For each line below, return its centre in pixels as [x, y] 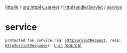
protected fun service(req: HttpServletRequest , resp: [63, 40]
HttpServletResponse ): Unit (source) [44, 45]
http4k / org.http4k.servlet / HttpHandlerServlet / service [63, 7]
